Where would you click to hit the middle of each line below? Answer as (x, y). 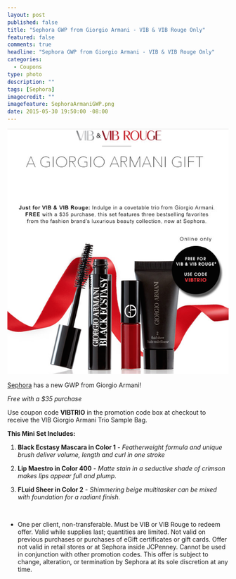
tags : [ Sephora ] (31, 89)
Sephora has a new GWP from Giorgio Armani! (74, 385)
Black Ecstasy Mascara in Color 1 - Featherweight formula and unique (120, 447)
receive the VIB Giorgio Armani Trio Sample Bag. (77, 420)
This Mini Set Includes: (41, 433)
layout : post (26, 15)
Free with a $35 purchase (45, 398)
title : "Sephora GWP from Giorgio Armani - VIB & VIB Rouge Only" (106, 30)
